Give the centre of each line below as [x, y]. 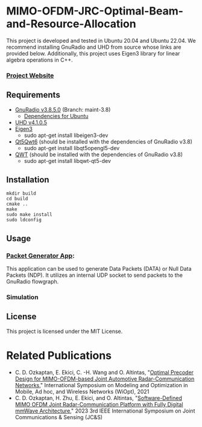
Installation [28, 180]
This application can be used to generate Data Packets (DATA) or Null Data [99, 269]
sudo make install [29, 215]
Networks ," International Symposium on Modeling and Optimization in [101, 385]
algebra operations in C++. [40, 60]
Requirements [33, 95]
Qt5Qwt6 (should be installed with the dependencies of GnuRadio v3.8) [104, 141]
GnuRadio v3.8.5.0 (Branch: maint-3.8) [63, 109]
